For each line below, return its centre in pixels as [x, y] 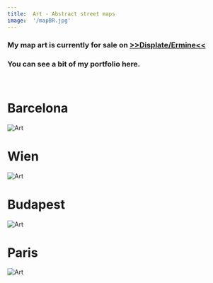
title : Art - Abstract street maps [61, 14]
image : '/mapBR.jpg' [39, 21]
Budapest [36, 204]
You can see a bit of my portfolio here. [74, 64]
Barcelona [38, 108]
